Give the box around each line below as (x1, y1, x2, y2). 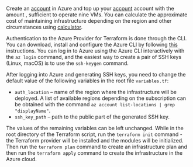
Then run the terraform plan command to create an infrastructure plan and (6, 143, 187, 150)
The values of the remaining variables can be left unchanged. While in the (6, 125, 184, 131)
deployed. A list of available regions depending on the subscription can (14, 95, 186, 102)
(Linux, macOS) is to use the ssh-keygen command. (6, 60, 129, 67)
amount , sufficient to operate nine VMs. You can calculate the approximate (6, 11, 188, 18)
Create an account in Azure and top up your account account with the (6, 5, 174, 12)
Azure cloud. (6, 156, 37, 162)
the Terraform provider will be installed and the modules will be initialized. (6, 137, 184, 144)
